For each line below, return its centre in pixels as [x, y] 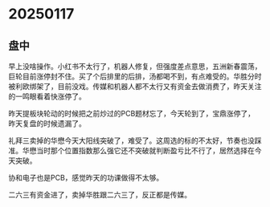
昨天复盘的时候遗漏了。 [47, 124]
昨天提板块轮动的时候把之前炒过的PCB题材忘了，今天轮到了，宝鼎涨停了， [132, 114]
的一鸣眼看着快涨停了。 [47, 96]
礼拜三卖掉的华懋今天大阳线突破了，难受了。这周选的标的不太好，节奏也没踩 [135, 140]
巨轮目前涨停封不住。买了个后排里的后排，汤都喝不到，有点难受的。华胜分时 [135, 76]
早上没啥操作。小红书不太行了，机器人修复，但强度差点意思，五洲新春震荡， [135, 66]
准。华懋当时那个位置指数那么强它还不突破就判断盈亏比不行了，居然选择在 [131, 150]
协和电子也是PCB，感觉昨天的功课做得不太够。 [86, 178]
